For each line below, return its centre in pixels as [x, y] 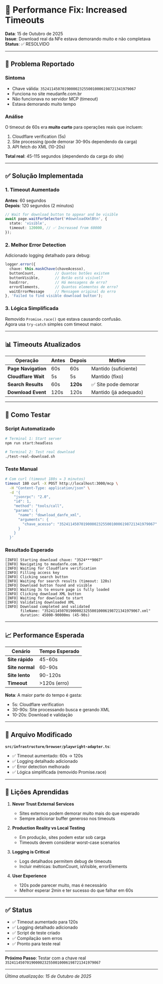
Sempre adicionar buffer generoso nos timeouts [67, 818]
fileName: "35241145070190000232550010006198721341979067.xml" [85, 611]
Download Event [27, 393]
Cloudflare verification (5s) [39, 136]
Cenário [21, 651]
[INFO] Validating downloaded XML [40, 603]
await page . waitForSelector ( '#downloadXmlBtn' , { [56, 219]
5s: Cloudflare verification [38, 705]
